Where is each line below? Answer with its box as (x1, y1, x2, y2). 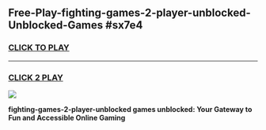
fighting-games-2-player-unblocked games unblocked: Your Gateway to (8, 104, 253, 113)
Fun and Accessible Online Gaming (8, 113, 126, 122)
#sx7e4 (105, 19, 143, 32)
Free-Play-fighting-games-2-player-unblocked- (8, 6, 251, 20)
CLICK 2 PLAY (8, 72, 63, 83)
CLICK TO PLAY (8, 43, 70, 54)
